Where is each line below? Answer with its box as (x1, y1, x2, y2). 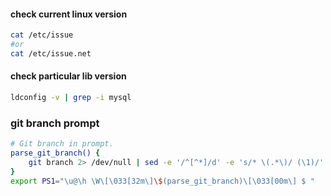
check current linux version (10, 8, 128, 20)
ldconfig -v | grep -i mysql (10, 93, 132, 103)
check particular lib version (10, 70, 127, 82)
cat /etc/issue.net (10, 48, 92, 59)
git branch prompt (10, 116, 100, 130)
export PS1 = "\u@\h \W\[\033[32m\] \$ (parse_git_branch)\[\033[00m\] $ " (10, 176, 315, 186)
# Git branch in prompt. (10, 139, 114, 149)
